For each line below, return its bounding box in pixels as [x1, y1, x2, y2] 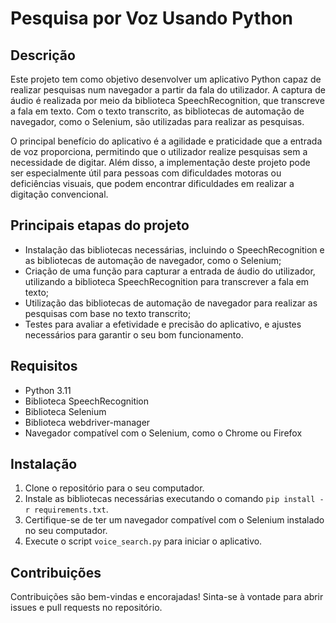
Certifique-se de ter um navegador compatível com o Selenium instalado [24, 514, 325, 526]
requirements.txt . [34, 503, 109, 516]
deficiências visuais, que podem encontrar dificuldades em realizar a [10, 178, 295, 189]
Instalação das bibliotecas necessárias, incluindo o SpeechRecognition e [24, 243, 325, 256]
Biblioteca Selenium [24, 405, 107, 417]
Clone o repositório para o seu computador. [24, 482, 205, 494]
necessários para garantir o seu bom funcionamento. [24, 328, 244, 341]
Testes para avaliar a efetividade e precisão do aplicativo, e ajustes [24, 318, 302, 330]
